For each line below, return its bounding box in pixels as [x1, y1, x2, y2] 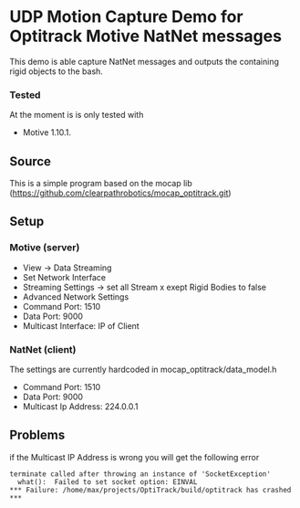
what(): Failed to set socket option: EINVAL [17, 477, 198, 486]
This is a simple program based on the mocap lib [9, 178, 193, 189]
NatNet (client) [9, 343, 77, 355]
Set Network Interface [22, 271, 107, 282]
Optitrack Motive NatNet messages [9, 26, 283, 47]
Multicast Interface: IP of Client [22, 320, 140, 331]
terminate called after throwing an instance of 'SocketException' [9, 469, 272, 479]
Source [9, 153, 52, 169]
